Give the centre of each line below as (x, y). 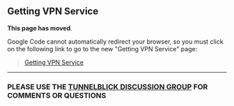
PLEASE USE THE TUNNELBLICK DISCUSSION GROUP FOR (108, 87)
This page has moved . (40, 28)
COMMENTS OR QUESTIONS (57, 95)
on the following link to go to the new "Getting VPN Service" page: (102, 48)
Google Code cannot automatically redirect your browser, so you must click (116, 42)
